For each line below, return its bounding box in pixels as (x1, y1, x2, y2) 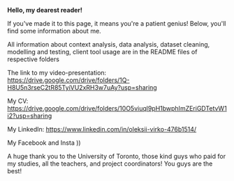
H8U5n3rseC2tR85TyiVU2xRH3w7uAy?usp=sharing (7, 84, 157, 91)
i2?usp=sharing (7, 111, 52, 120)
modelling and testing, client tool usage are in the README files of (7, 48, 198, 56)
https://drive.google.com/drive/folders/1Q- (7, 76, 130, 84)
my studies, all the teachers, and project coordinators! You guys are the (7, 159, 213, 168)
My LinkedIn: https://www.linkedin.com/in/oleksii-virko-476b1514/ (7, 125, 197, 133)
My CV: (7, 97, 29, 105)
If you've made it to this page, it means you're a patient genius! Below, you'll (7, 19, 226, 27)
